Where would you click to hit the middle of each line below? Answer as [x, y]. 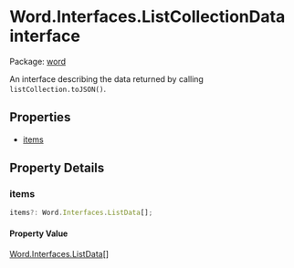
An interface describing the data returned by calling [106, 78]
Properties [40, 117]
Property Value [39, 233]
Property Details [57, 168]
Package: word [38, 61]
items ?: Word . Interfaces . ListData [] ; [81, 213]
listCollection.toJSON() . [58, 88]
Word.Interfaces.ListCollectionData [147, 17]
